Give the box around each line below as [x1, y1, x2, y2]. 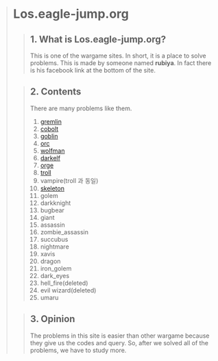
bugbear [40, 206, 64, 214]
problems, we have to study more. [29, 346, 127, 354]
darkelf [40, 153, 61, 162]
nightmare [40, 242, 69, 251]
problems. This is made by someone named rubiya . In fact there [29, 59, 212, 67]
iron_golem [40, 264, 72, 273]
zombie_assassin [40, 227, 89, 236]
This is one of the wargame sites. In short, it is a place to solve [29, 51, 206, 60]
